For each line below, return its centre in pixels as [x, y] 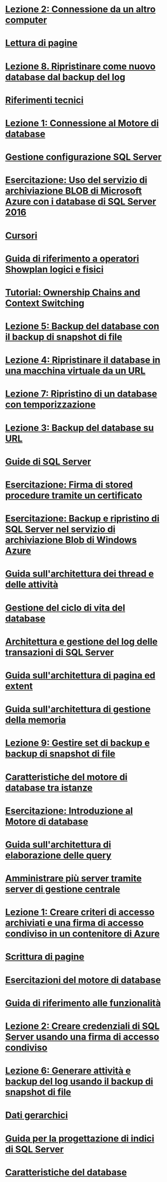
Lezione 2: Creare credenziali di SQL [82, 1026]
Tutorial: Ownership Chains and [73, 292]
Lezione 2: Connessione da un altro [80, 9]
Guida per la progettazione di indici [80, 1138]
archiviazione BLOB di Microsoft [73, 191]
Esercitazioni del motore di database [83, 980]
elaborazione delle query [58, 855]
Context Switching [45, 303]
